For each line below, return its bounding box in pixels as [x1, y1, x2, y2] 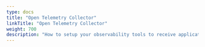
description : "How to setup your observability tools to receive [6, 32, 176, 38]
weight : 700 [6, 26, 37, 32]
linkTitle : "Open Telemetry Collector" [6, 20, 108, 26]
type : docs [6, 9, 34, 15]
